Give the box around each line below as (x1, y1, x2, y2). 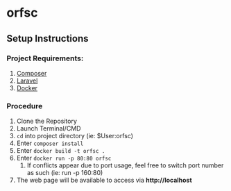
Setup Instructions (6, 33, 89, 44)
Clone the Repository (16, 117, 78, 126)
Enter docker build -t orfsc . (16, 147, 105, 155)
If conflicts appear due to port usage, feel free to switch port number (26, 161, 224, 169)
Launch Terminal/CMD (16, 124, 81, 133)
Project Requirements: (6, 53, 84, 63)
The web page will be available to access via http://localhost (16, 176, 192, 185)
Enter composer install (16, 139, 84, 147)
